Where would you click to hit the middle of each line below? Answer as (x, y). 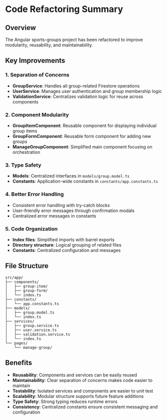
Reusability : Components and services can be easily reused (75, 375)
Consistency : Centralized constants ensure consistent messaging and (85, 406)
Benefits (19, 363)
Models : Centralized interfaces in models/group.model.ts (71, 176)
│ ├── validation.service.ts (38, 334)
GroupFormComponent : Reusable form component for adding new (82, 136)
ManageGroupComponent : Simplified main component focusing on (82, 146)
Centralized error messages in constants (54, 215)
